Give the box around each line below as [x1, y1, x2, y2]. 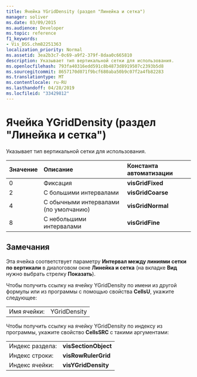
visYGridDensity [62, 361, 110, 369]
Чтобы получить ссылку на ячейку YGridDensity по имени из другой [6, 281, 177, 288]
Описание [43, 165, 73, 173]
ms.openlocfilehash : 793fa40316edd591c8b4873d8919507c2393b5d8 [6, 63, 164, 69]
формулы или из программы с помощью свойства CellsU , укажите [6, 288, 175, 295]
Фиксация [43, 179, 72, 187]
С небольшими [43, 215, 87, 223]
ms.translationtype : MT [6, 74, 64, 80]
